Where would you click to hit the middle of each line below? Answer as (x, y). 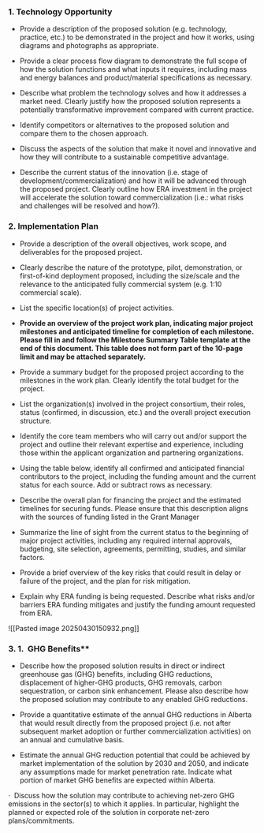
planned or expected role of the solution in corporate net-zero (109, 812)
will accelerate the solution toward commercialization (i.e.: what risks (132, 198)
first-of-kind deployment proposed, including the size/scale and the (130, 275)
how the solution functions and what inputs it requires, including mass (133, 69)
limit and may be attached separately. (82, 357)
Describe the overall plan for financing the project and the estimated (130, 500)
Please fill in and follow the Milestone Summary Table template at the (135, 340)
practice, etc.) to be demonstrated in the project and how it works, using (137, 37)
